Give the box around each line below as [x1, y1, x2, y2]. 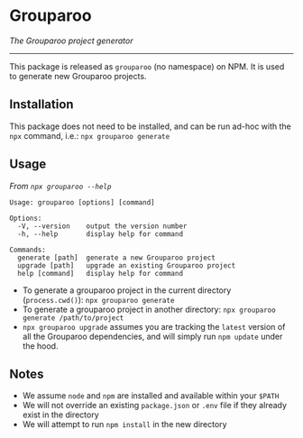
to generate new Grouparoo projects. [9, 70, 147, 81]
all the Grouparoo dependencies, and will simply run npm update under [22, 331, 283, 342]
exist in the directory [22, 409, 99, 420]
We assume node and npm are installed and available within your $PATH [22, 390, 280, 401]
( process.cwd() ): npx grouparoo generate [22, 294, 175, 305]
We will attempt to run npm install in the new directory [22, 419, 227, 430]
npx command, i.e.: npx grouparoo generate [9, 130, 170, 141]
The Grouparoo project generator [9, 35, 133, 46]
